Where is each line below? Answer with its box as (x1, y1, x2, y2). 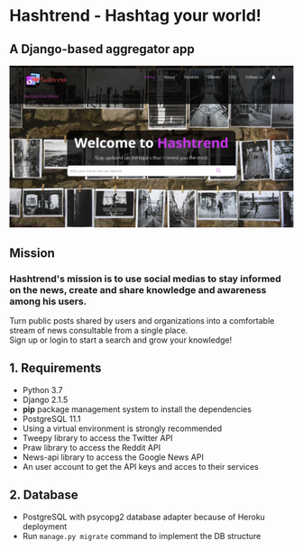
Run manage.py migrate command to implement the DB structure (22, 530, 262, 541)
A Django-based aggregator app (9, 41, 196, 57)
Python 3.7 (22, 384, 63, 395)
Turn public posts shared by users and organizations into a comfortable (9, 315, 275, 325)
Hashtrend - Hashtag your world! (9, 5, 262, 26)
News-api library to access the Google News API (22, 452, 205, 463)
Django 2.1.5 (22, 394, 69, 405)
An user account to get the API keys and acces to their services (22, 461, 260, 472)
